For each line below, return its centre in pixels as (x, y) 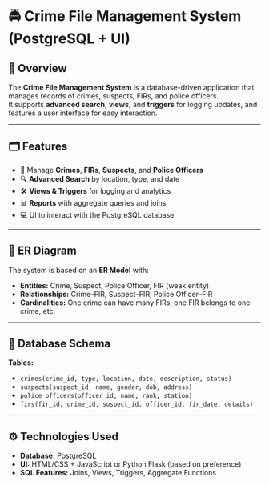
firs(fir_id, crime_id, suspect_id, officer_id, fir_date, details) (137, 405)
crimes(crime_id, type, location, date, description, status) (126, 379)
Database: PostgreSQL (58, 456)
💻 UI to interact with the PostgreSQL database (97, 214)
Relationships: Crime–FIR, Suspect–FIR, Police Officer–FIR (116, 294)
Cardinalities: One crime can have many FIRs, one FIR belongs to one (135, 303)
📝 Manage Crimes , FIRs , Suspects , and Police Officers (112, 170)
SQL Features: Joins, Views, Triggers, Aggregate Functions (118, 473)
